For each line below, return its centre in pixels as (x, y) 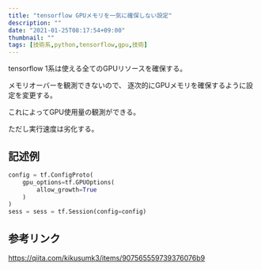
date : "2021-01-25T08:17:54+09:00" (67, 30)
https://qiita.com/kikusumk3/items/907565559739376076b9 (107, 258)
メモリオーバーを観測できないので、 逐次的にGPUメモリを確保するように (127, 86)
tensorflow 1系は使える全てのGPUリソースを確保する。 (98, 69)
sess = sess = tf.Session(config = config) (78, 212)
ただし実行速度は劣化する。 (53, 129)
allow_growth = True (67, 190)
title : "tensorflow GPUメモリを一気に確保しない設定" (90, 15)
